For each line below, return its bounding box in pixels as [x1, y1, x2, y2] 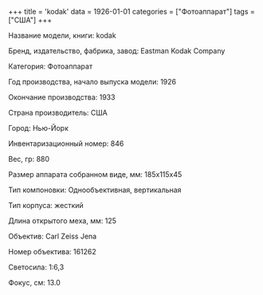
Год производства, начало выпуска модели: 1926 [8, 77, 177, 86]
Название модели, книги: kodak [8, 31, 117, 40]
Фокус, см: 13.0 [8, 278, 61, 287]
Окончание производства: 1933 [8, 92, 116, 102]
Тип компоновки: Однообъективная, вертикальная [8, 185, 182, 195]
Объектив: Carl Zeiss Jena [8, 231, 97, 241]
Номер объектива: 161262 [8, 247, 97, 256]
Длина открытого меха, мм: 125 [8, 216, 117, 226]
